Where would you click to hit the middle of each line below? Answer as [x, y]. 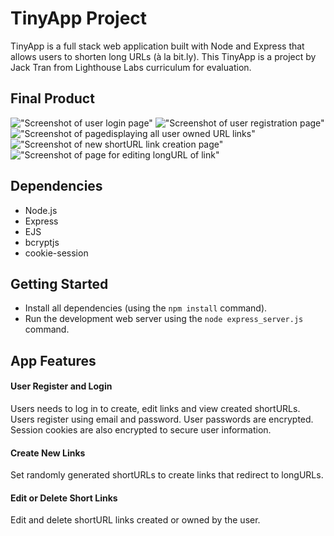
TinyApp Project [79, 18]
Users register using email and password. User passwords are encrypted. [162, 419]
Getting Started [59, 283]
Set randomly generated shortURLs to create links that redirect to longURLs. [167, 475]
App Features [53, 360]
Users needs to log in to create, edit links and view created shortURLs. [155, 408]
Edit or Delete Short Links [64, 498]
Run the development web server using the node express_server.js [164, 319]
